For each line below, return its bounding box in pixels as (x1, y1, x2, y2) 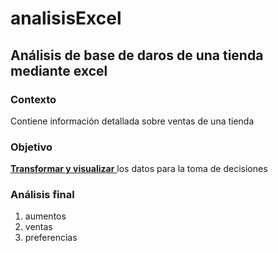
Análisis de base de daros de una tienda (10, 47, 264, 64)
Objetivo (10, 140, 53, 154)
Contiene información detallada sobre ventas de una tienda (10, 115, 255, 127)
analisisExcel (10, 7, 122, 30)
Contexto (10, 92, 57, 106)
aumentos (24, 210, 67, 222)
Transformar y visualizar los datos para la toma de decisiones (10, 163, 268, 175)
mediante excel (10, 62, 108, 79)
